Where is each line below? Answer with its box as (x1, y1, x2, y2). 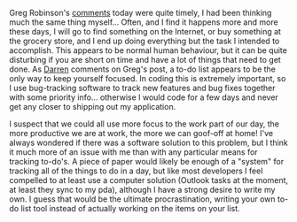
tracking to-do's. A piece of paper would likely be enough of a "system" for (9, 157, 285, 166)
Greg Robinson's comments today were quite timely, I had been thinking (9, 8, 272, 18)
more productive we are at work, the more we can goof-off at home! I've (9, 128, 273, 138)
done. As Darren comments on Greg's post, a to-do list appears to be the (9, 64, 277, 74)
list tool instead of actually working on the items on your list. (20, 203, 241, 213)
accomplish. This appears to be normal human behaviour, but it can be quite (9, 45, 288, 56)
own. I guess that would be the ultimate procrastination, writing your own (9, 194, 277, 204)
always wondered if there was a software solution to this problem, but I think (9, 137, 288, 148)
